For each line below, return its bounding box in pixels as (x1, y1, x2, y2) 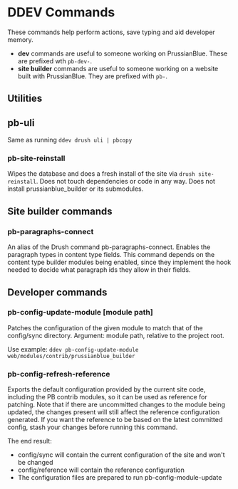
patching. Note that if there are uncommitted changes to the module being (7, 400, 226, 409)
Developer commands (7, 286, 108, 298)
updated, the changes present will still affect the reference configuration (7, 408, 220, 416)
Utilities (7, 93, 43, 105)
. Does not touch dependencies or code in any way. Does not (36, 177, 216, 186)
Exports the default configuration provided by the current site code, (7, 385, 206, 394)
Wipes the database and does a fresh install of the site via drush (7, 169, 196, 178)
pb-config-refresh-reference (7, 369, 110, 379)
